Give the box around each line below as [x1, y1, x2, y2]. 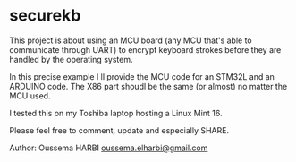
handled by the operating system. [9, 54, 133, 64]
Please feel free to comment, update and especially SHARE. [9, 124, 230, 135]
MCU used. [9, 90, 51, 101]
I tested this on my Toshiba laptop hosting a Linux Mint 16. [9, 107, 223, 118]
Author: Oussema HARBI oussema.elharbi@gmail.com [9, 142, 208, 153]
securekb [9, 5, 81, 26]
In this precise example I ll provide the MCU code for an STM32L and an [9, 71, 275, 81]
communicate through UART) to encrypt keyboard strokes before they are [9, 44, 282, 55]
